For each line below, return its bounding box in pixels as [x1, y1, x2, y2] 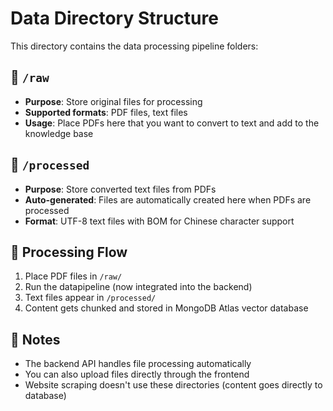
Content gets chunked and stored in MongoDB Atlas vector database [24, 302, 309, 314]
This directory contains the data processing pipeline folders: [10, 40, 259, 52]
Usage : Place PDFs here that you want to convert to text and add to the [24, 117, 320, 129]
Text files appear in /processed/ [24, 292, 157, 304]
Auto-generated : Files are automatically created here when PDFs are [24, 193, 312, 206]
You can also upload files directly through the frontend [24, 368, 250, 381]
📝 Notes [10, 331, 61, 348]
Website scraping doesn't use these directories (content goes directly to [24, 379, 323, 391]
